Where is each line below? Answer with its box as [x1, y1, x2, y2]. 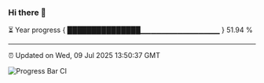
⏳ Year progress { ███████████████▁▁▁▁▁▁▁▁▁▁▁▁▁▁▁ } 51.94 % [8, 25, 253, 34]
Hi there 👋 [8, 7, 47, 18]
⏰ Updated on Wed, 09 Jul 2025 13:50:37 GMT [8, 51, 161, 60]
